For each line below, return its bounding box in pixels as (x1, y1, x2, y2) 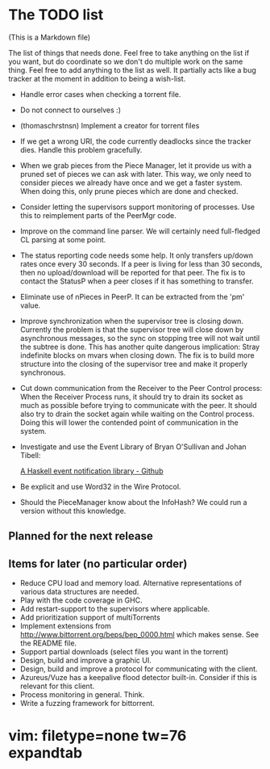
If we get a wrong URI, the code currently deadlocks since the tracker (19, 136, 251, 146)
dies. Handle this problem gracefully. (19, 145, 143, 154)
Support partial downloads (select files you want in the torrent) (19, 647, 229, 657)
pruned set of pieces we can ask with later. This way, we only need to (19, 169, 251, 179)
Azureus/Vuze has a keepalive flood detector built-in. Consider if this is (19, 673, 257, 683)
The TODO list (8, 6, 104, 24)
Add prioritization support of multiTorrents (19, 612, 161, 623)
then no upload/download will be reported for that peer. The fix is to (19, 267, 246, 277)
